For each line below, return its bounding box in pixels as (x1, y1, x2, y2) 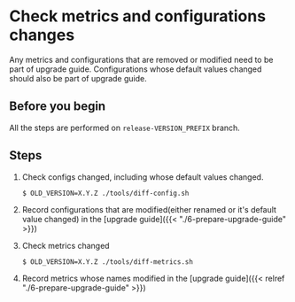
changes (9, 25, 75, 45)
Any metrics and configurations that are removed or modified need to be (9, 54, 274, 65)
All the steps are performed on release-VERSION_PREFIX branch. (9, 122, 241, 133)
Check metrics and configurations (9, 6, 267, 27)
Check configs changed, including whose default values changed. (21, 171, 264, 182)
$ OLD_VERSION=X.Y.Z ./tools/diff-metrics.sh (21, 257, 193, 267)
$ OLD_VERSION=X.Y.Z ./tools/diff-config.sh (21, 189, 190, 197)
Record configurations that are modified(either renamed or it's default (21, 204, 277, 214)
